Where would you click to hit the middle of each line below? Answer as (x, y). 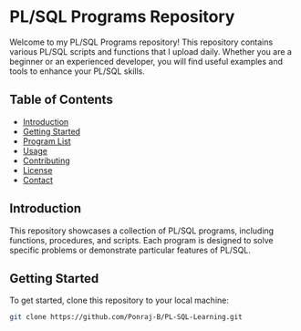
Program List (47, 141)
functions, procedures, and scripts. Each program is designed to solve (141, 240)
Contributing (46, 160)
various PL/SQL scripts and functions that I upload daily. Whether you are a (150, 51)
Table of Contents (62, 100)
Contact (37, 180)
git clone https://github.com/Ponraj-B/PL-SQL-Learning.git (126, 317)
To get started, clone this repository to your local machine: (119, 300)
